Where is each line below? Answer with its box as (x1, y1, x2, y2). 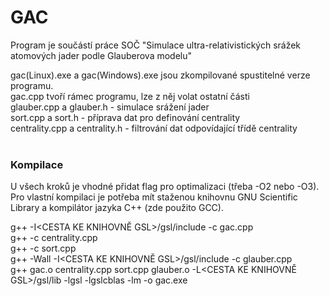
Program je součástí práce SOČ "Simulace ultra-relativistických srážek (10, 39, 302, 51)
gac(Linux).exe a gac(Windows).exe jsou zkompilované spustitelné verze (10, 69, 311, 81)
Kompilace (10, 157, 64, 171)
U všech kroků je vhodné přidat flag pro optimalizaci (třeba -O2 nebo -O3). (10, 181, 320, 193)
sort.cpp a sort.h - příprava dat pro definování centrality (10, 111, 241, 123)
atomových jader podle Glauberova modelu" (10, 49, 193, 61)
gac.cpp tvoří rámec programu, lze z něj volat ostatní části (10, 90, 250, 102)
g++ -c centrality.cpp (10, 232, 98, 244)
